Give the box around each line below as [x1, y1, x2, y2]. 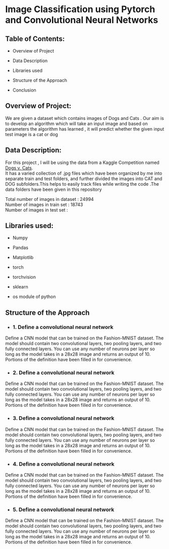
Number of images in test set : [5, 206, 68, 213]
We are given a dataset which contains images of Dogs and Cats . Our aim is [5, 115, 164, 121]
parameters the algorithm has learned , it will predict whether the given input [5, 125, 164, 132]
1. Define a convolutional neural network [12, 323, 114, 330]
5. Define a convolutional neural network [12, 506, 115, 513]
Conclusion [12, 87, 36, 93]
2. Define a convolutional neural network [12, 369, 115, 376]
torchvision [12, 274, 36, 280]
